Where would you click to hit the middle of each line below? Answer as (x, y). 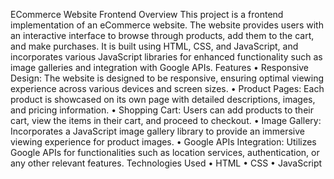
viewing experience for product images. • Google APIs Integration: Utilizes (163, 142)
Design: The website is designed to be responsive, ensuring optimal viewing (167, 78)
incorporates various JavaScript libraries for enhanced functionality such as (166, 57)
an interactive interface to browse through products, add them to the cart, (162, 35)
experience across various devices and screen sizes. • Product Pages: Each (167, 88)
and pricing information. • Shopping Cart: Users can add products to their (162, 110)
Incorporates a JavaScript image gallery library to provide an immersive (157, 131)
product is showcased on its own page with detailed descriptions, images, (163, 99)
